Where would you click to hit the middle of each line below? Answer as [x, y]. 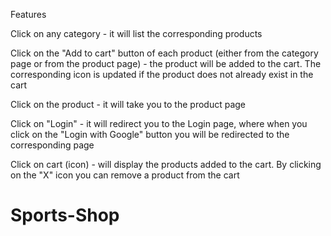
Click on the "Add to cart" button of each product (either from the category [164, 53]
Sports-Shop [65, 215]
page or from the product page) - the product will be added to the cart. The [166, 63]
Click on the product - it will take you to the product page [128, 104]
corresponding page [52, 145]
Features [28, 14]
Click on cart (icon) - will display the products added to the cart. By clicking [166, 164]
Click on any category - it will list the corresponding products [136, 33]
